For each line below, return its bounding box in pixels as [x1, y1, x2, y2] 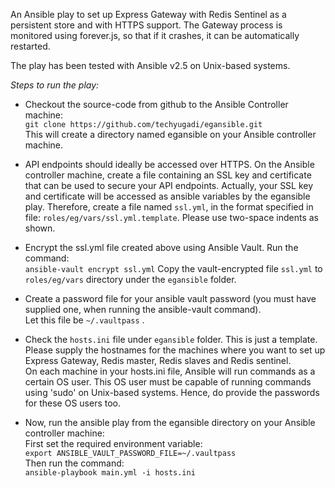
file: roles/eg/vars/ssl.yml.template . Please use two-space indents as [24, 212, 319, 223]
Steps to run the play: [10, 79, 100, 91]
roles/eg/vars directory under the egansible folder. [24, 274, 237, 285]
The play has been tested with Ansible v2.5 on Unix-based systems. [10, 60, 291, 71]
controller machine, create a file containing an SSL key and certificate [24, 169, 312, 181]
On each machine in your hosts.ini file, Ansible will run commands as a [24, 365, 316, 377]
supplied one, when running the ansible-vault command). [24, 304, 262, 315]
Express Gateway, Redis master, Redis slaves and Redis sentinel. [24, 355, 292, 366]
